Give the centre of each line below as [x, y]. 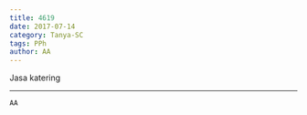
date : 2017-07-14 [42, 26]
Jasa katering [35, 78]
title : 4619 [32, 18]
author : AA [30, 52]
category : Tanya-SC [47, 35]
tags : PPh [28, 43]
